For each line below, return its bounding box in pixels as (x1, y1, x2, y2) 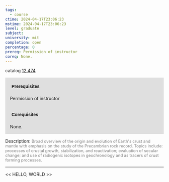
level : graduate (5, 26, 39, 31)
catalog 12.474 (5, 68, 36, 74)
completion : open (5, 40, 42, 45)
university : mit (5, 36, 39, 41)
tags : (5, 7, 17, 13)
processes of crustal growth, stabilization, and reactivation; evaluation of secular (5, 148, 158, 153)
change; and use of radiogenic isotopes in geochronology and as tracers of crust (5, 153, 159, 158)
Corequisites (12, 112, 39, 118)
